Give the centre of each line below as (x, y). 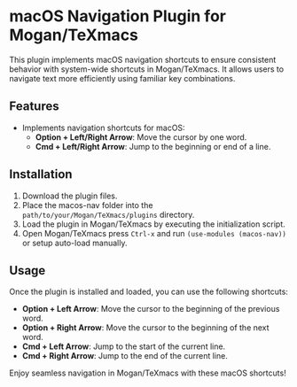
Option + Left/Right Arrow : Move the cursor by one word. (141, 137)
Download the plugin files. (70, 196)
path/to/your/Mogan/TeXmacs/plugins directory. (108, 214)
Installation (41, 174)
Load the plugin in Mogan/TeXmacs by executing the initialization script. (153, 224)
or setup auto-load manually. (74, 243)
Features (34, 107)
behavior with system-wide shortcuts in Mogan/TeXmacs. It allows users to (147, 69)
